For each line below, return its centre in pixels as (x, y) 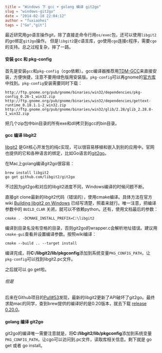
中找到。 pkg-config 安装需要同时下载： (44, 83)
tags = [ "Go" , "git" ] (26, 25)
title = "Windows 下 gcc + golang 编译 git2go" (53, 7)
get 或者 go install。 (25, 346)
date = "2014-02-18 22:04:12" (36, 16)
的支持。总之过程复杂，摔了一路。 (39, 47)
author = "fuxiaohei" (27, 20)
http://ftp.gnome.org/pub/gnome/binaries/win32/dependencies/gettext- (78, 101)
